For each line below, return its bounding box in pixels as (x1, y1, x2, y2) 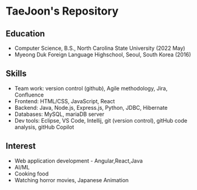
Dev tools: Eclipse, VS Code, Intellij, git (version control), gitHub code (14, 117, 187, 124)
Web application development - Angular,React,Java (14, 157, 143, 165)
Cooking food (14, 170, 49, 177)
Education (5, 29, 45, 39)
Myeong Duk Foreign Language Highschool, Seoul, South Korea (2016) (14, 51, 192, 58)
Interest (5, 141, 36, 151)
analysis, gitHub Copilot (14, 123, 74, 131)
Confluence (14, 91, 44, 98)
